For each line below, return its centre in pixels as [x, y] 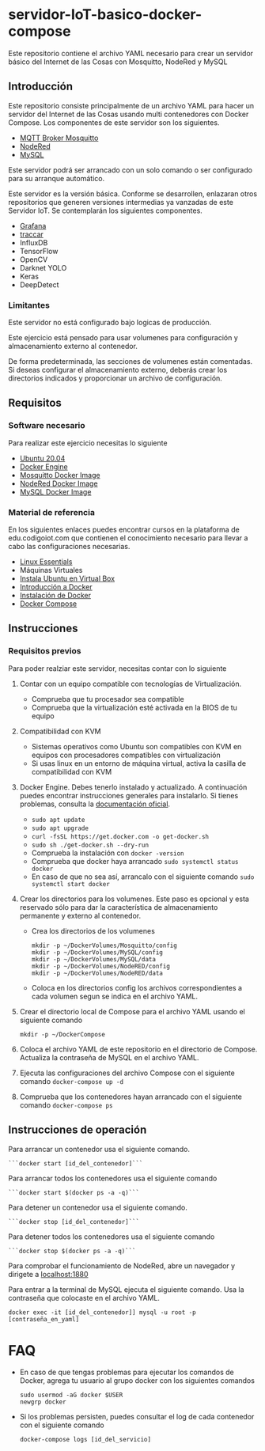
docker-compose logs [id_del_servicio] [85, 1440]
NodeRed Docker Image [59, 483]
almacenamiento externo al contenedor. [73, 347]
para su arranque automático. [57, 178]
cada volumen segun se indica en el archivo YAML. [115, 996]
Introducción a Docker [56, 587]
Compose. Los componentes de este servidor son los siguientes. [114, 122]
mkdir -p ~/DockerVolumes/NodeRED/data [97, 973]
